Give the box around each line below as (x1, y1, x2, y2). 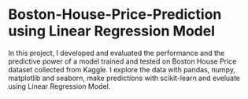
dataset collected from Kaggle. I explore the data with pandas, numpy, (8, 64, 236, 74)
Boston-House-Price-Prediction (8, 5, 222, 24)
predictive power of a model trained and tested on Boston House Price (8, 57, 237, 66)
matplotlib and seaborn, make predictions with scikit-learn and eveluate (8, 73, 241, 82)
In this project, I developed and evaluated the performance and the (8, 48, 225, 57)
